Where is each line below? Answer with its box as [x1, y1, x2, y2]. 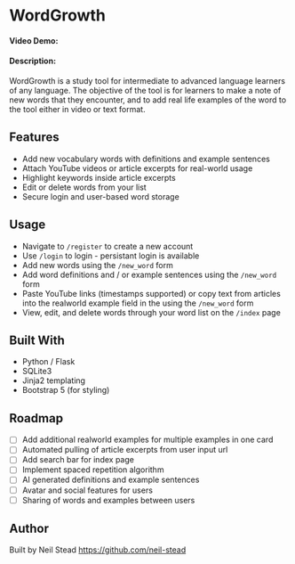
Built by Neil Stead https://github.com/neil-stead [9, 544, 187, 555]
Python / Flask [21, 356, 76, 367]
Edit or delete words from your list [21, 182, 147, 192]
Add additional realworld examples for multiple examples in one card [21, 434, 274, 445]
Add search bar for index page [21, 454, 135, 465]
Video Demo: [9, 35, 59, 45]
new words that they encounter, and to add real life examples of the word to [9, 94, 287, 105]
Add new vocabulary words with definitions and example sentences [21, 153, 271, 164]
